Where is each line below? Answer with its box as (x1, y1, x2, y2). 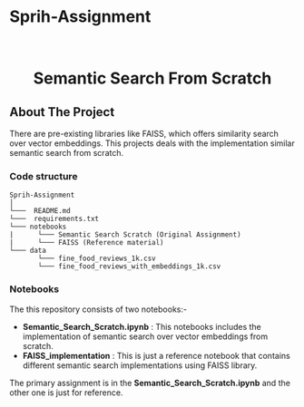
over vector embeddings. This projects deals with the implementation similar (9, 138, 295, 149)
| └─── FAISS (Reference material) (9, 238, 165, 247)
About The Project (9, 104, 115, 120)
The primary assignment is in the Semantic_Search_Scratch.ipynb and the (9, 377, 290, 388)
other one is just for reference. (9, 387, 123, 398)
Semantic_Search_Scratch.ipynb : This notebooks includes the (22, 321, 261, 332)
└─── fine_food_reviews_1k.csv (37, 254, 156, 264)
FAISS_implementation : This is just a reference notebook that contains (22, 350, 290, 361)
